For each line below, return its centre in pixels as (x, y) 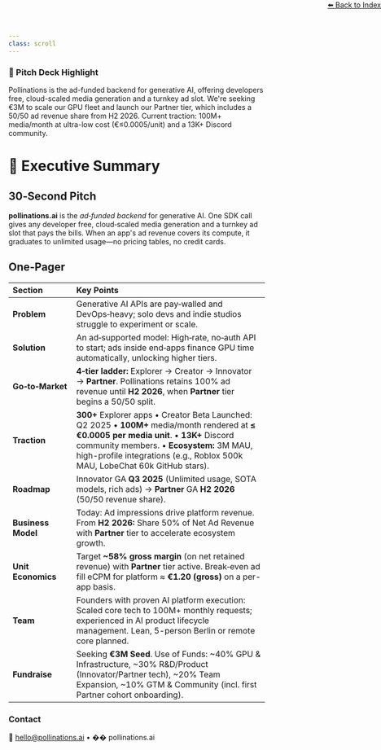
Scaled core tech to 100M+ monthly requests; (164, 610)
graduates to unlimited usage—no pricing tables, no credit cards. (117, 241)
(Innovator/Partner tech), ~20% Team (149, 674)
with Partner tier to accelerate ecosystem (156, 533)
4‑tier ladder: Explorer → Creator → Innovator (164, 371)
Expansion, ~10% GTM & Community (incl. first (166, 684)
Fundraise (33, 674)
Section (28, 290)
